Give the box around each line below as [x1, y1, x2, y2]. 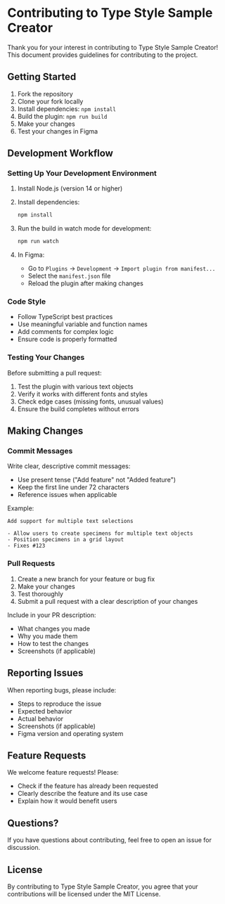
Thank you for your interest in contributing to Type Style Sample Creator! [7, 43, 219, 51]
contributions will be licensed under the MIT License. [7, 890, 161, 898]
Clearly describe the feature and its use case [17, 789, 148, 798]
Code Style [7, 297, 46, 306]
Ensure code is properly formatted [17, 335, 117, 344]
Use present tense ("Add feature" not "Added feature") [17, 476, 176, 484]
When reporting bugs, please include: [7, 685, 117, 694]
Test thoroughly [17, 589, 63, 598]
